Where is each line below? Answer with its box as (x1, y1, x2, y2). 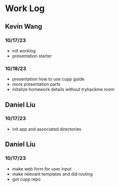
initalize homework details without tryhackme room (12, 86, 115, 92)
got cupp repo (12, 176, 41, 182)
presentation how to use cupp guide (12, 76, 85, 82)
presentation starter (12, 53, 52, 59)
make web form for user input (12, 166, 72, 171)
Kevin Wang (5, 22, 42, 31)
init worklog (12, 48, 36, 53)
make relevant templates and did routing (12, 171, 93, 177)
